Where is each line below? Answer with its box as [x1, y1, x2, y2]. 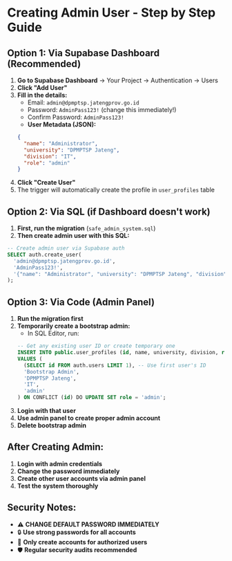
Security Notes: [7, 502, 77, 513]
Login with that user [17, 407, 76, 414]
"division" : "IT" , [23, 153, 77, 160]
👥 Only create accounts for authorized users [17, 537, 148, 546]
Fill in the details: [17, 91, 68, 99]
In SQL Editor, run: [27, 329, 79, 338]
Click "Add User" [17, 84, 68, 91]
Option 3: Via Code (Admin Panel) [7, 296, 155, 308]
